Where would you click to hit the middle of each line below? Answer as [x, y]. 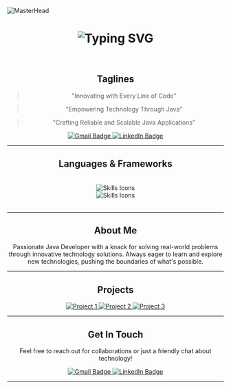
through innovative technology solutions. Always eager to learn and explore [115, 254]
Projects [115, 290]
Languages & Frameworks [115, 164]
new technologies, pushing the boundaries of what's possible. [115, 262]
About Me [115, 230]
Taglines [115, 79]
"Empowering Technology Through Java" [124, 109]
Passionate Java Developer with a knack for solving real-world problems [115, 247]
